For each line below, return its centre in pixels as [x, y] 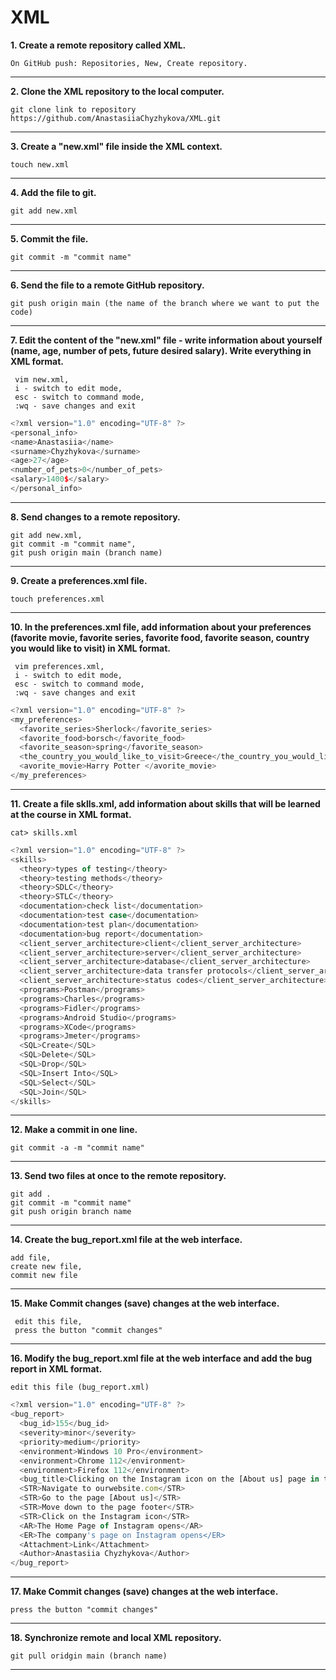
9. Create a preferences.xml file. [79, 580]
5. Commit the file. [49, 238]
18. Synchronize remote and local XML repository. [116, 1638]
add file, [31, 1258]
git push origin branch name [71, 1212]
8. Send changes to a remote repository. [95, 517]
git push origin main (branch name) [86, 552]
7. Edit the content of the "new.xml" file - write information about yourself [166, 340]
